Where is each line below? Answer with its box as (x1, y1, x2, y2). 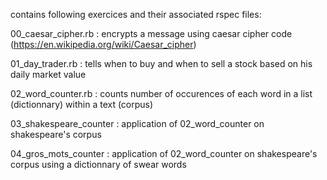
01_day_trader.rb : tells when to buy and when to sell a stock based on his (10, 58, 313, 69)
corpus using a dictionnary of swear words (10, 159, 187, 170)
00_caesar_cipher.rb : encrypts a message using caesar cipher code (10, 28, 293, 39)
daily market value (10, 69, 87, 80)
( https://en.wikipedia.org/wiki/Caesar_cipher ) (10, 39, 197, 50)
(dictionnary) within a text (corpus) (10, 99, 154, 110)
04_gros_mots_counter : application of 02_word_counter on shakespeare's (10, 148, 318, 159)
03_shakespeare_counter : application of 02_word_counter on (10, 118, 265, 129)
